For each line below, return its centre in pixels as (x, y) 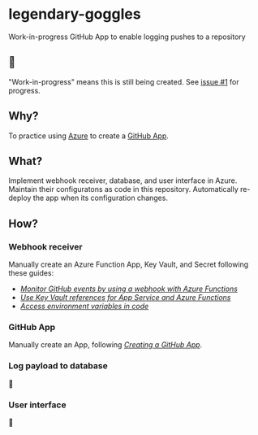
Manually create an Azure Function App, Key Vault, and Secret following (129, 264)
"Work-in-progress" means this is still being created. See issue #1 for (124, 81)
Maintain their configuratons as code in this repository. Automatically (124, 189)
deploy (20, 198)
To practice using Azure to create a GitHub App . (88, 136)
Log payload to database (58, 366)
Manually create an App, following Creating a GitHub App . (105, 345)
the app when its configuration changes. (101, 198)
